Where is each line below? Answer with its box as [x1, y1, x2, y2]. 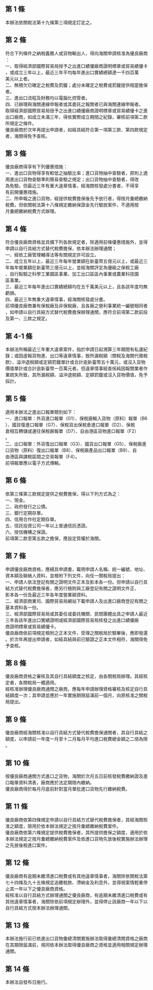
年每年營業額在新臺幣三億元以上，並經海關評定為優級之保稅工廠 [5, 264, 139, 271]
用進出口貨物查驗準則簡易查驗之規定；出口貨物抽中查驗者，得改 [5, 176, 139, 182]
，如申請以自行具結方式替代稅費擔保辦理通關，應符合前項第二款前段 [5, 309, 148, 315]
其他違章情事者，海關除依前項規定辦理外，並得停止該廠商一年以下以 [5, 898, 148, 904]
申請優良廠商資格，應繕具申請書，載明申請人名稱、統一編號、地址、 [5, 566, 148, 572]
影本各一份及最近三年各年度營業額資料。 [5, 591, 90, 597]
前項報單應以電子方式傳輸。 [5, 460, 64, 466]
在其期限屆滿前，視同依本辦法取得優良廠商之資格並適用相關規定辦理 [5, 942, 148, 948]
